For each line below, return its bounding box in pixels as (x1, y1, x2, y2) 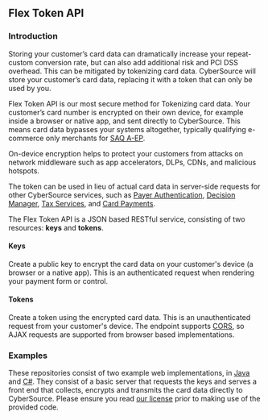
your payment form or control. (8, 276, 109, 285)
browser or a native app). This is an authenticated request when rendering (8, 268, 255, 277)
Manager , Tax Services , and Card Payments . (8, 198, 155, 208)
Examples (8, 350, 48, 361)
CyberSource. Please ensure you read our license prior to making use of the (8, 394, 261, 404)
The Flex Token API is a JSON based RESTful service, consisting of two (8, 214, 245, 224)
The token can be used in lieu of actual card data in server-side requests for (8, 181, 261, 191)
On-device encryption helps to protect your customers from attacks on (8, 148, 244, 158)
